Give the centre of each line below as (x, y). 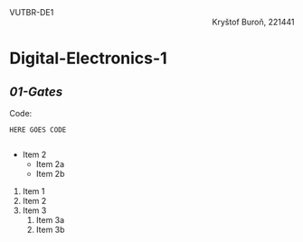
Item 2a (50, 164)
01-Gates (36, 92)
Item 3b (50, 229)
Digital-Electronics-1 (88, 58)
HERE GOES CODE (38, 130)
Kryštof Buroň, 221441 (253, 22)
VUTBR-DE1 (32, 12)
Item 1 (33, 191)
